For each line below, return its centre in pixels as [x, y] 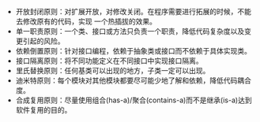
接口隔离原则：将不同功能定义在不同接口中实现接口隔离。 [109, 61]
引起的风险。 [43, 41]
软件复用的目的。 [43, 110]
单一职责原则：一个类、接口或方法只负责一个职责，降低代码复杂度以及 [130, 31]
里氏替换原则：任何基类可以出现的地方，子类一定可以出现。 [113, 70]
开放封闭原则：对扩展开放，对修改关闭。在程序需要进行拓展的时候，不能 [133, 11]
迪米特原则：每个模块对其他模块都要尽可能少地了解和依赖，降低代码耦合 [133, 80]
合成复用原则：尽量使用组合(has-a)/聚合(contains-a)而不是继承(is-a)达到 [134, 100]
